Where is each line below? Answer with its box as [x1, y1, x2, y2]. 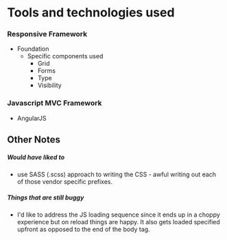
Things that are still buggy [7, 193, 84, 202]
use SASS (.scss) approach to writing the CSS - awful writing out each [16, 170, 217, 179]
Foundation [16, 45, 49, 53]
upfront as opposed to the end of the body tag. [16, 225, 150, 234]
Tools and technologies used [7, 5, 175, 21]
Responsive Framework [7, 29, 88, 39]
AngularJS [16, 114, 47, 122]
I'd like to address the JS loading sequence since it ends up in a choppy [16, 211, 221, 219]
